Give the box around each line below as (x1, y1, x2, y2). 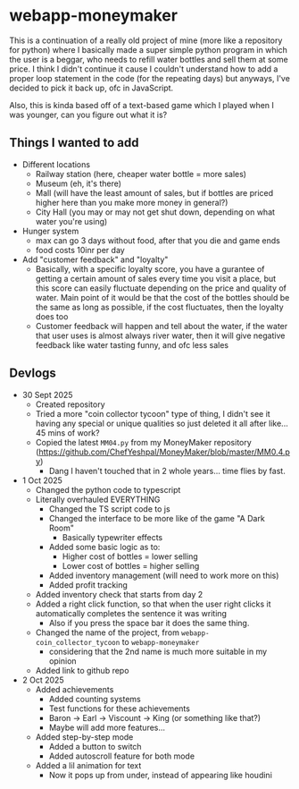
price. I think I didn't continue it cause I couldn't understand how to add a (9, 64, 278, 74)
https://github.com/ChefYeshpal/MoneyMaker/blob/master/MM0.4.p (38, 446, 290, 457)
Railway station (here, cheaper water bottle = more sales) (35, 168, 247, 179)
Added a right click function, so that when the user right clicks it (35, 598, 271, 609)
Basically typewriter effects (62, 531, 163, 542)
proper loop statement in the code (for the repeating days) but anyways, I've (9, 72, 290, 83)
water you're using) (35, 216, 108, 226)
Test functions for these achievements (48, 703, 190, 714)
